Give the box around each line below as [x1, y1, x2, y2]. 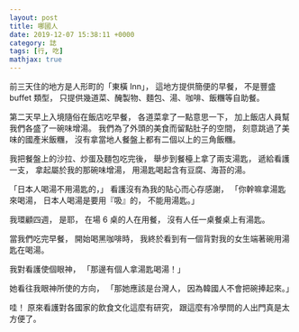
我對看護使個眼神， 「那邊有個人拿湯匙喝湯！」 [9, 263, 186, 274]
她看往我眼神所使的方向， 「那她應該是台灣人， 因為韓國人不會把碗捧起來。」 [9, 283, 294, 293]
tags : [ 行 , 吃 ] [9, 47, 64, 56]
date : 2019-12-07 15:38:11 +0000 [9, 30, 135, 39]
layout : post [9, 13, 59, 23]
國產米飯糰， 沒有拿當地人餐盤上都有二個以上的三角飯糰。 [24, 134, 240, 144]
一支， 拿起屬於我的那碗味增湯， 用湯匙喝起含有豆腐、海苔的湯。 [9, 164, 250, 175]
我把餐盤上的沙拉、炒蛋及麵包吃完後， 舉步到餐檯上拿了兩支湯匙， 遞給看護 [9, 153, 290, 163]
